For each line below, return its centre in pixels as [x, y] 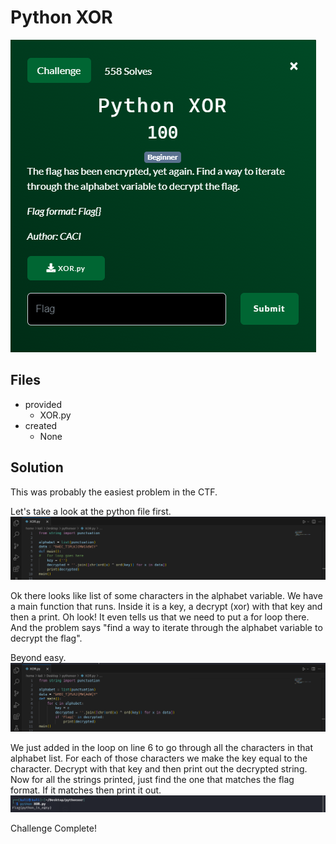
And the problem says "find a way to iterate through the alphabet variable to [166, 628]
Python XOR [61, 17]
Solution [37, 467]
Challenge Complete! [53, 828]
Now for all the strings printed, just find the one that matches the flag [152, 780]
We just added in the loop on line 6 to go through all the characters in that [162, 748]
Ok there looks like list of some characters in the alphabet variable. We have [166, 596]
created [41, 425]
